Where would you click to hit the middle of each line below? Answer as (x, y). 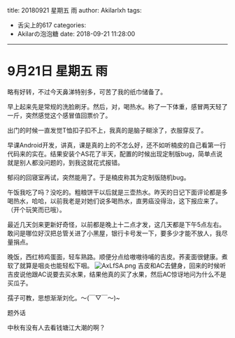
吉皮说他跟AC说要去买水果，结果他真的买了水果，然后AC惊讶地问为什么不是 (117, 274)
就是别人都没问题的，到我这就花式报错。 (65, 162)
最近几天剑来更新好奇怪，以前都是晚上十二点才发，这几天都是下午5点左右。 (116, 224)
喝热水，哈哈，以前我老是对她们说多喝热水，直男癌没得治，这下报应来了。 (114, 200)
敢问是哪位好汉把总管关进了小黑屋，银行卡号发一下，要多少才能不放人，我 (114, 233)
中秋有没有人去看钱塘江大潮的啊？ (56, 328)
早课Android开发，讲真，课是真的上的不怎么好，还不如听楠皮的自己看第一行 (116, 145)
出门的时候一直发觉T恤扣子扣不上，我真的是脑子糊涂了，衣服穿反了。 (107, 130)
